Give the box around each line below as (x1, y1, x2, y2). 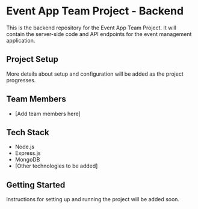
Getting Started (6, 180, 66, 190)
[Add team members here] (14, 110, 81, 117)
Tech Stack (6, 127, 49, 138)
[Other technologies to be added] (14, 162, 98, 169)
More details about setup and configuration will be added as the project (6, 70, 184, 77)
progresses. (6, 76, 36, 83)
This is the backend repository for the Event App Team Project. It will (6, 24, 176, 31)
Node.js (14, 143, 35, 151)
